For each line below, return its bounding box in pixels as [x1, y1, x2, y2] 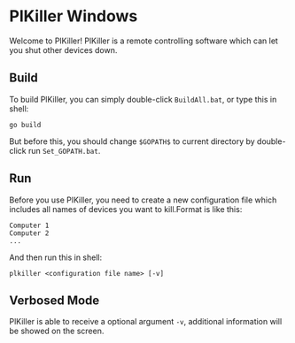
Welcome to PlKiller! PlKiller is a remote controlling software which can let [9, 35, 279, 46]
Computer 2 [9, 228, 50, 238]
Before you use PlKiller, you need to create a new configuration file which [9, 194, 277, 205]
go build [9, 120, 42, 129]
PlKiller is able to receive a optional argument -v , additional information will [9, 316, 283, 327]
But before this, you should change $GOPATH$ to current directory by [9, 135, 255, 147]
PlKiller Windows [9, 6, 138, 27]
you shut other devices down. [9, 44, 118, 55]
